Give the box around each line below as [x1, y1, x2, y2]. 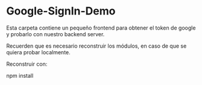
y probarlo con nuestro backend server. [6, 30, 105, 37]
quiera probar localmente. [6, 48, 71, 55]
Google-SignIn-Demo [6, 4, 116, 18]
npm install [6, 72, 34, 79]
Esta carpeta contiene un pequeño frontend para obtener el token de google [6, 24, 196, 31]
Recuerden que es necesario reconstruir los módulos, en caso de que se [6, 42, 187, 49]
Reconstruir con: [6, 60, 48, 68]
